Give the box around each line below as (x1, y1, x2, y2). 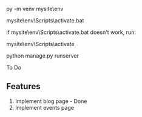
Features (6, 81, 41, 92)
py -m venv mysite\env (6, 5, 64, 12)
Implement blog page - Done (15, 97, 87, 105)
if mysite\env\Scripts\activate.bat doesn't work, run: (6, 28, 137, 36)
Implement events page (15, 104, 75, 111)
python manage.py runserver (6, 52, 79, 59)
